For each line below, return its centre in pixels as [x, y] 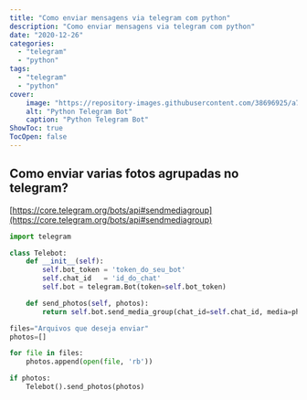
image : [38, 103]
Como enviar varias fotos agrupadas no [124, 174]
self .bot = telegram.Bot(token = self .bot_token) [134, 287]
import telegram [40, 237]
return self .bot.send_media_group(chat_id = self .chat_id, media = [167, 311]
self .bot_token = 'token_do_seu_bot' [114, 270]
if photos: [30, 379]
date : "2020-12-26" [47, 35]
